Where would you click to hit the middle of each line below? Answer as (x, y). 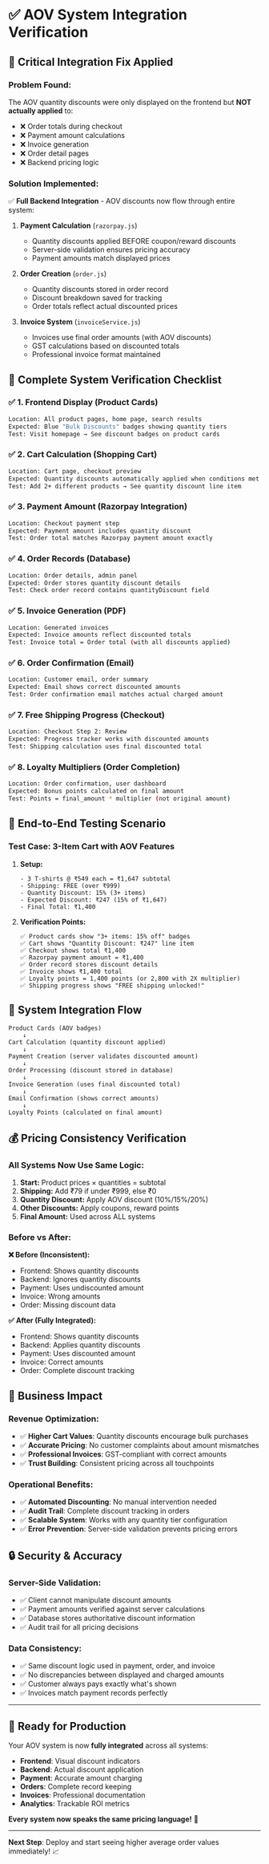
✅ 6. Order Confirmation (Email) (71, 663)
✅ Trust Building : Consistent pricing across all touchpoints (117, 1463)
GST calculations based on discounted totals (106, 346)
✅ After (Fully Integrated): (52, 1320)
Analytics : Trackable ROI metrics (75, 1804)
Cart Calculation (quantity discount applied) (87, 1043)
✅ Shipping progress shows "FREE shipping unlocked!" (112, 985)
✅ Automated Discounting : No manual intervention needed (118, 1502)
